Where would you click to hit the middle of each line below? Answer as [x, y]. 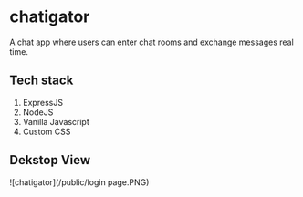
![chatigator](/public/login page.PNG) [79, 182]
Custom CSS [47, 131]
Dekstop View [50, 160]
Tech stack [42, 81]
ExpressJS [43, 102]
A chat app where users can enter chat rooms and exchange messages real [151, 42]
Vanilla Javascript [56, 121]
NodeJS [38, 112]
